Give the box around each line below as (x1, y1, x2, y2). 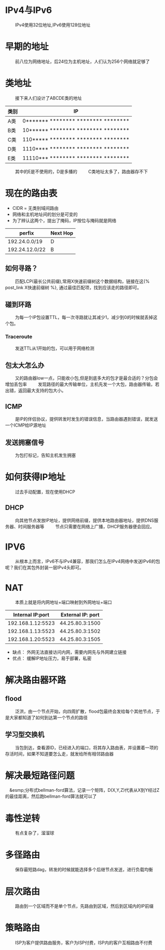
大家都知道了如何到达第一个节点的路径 (9, 714, 88, 720)
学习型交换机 (5, 730, 45, 739)
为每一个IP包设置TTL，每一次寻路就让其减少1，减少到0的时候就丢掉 (14, 315, 154, 320)
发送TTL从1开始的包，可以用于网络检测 (14, 345, 95, 351)
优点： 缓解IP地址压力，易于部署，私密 (12, 655, 92, 661)
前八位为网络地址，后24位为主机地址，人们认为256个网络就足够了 (14, 58, 150, 64)
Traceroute (5, 333, 33, 340)
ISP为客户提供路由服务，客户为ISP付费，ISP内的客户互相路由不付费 (14, 940, 153, 946)
